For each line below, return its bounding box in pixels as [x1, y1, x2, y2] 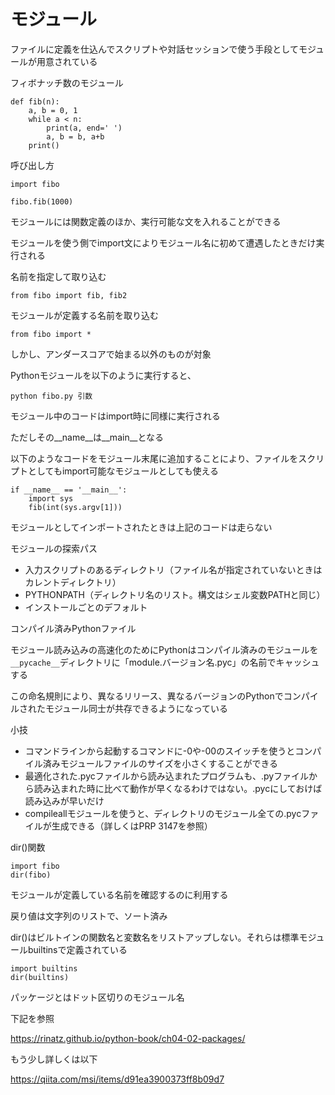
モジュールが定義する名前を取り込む [10, 309, 160, 321]
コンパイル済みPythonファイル [10, 622, 137, 634]
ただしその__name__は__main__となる [10, 431, 165, 443]
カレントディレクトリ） [24, 576, 122, 588]
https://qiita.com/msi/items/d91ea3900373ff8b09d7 [10, 1073, 225, 1085]
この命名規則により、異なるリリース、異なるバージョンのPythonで [10, 690, 284, 702]
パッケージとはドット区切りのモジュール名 [10, 991, 185, 1003]
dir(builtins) [10, 972, 70, 982]
